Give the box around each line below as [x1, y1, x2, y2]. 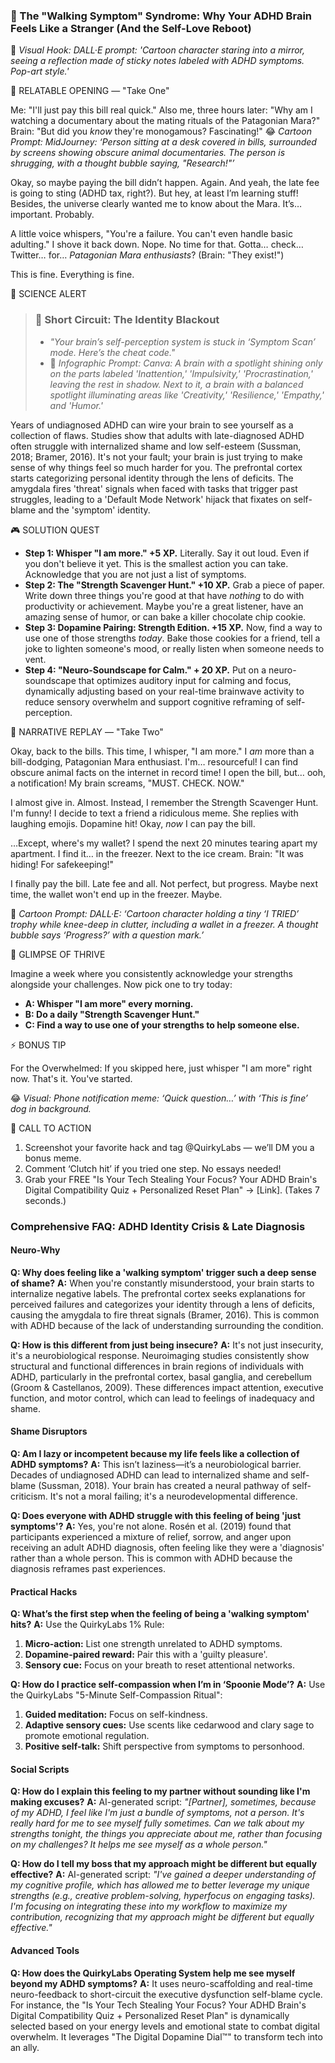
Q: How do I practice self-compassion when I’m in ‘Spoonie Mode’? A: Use [10, 1679, 326, 1691]
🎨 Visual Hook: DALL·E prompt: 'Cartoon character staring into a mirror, [10, 44, 306, 56]
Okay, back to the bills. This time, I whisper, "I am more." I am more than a [10, 745, 315, 757]
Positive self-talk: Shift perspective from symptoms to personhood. [24, 1740, 305, 1753]
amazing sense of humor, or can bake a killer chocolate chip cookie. [24, 610, 307, 623]
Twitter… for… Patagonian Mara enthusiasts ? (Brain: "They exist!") [10, 249, 285, 261]
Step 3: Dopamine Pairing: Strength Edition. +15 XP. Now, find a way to [24, 621, 323, 633]
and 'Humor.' [49, 399, 104, 411]
